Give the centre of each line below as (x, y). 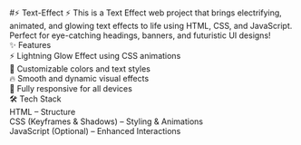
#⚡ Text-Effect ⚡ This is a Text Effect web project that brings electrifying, (146, 13)
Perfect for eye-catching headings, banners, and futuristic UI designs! (140, 35)
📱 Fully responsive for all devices (71, 88)
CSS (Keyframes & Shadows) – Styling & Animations (107, 121)
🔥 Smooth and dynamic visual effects (79, 78)
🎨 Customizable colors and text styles (80, 69)
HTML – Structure (43, 112)
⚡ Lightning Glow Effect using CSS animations (95, 56)
